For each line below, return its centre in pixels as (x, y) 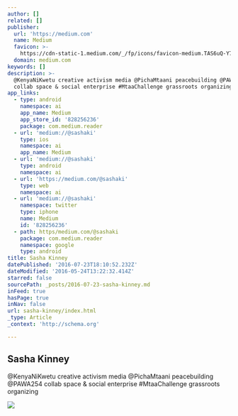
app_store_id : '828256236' (60, 119)
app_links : (23, 93)
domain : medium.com (42, 60)
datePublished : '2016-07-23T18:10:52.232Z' (73, 265)
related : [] (25, 21)
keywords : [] (27, 67)
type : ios (35, 139)
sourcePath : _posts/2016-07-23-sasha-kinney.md (79, 285)
